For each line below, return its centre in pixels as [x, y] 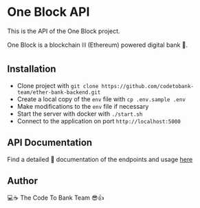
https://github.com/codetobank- [148, 86]
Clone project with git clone [58, 85]
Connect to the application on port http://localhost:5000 [99, 121]
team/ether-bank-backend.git [59, 92]
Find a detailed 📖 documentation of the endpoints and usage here [100, 159]
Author [22, 181]
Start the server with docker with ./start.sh [80, 114]
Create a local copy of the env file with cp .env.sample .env [101, 99]
